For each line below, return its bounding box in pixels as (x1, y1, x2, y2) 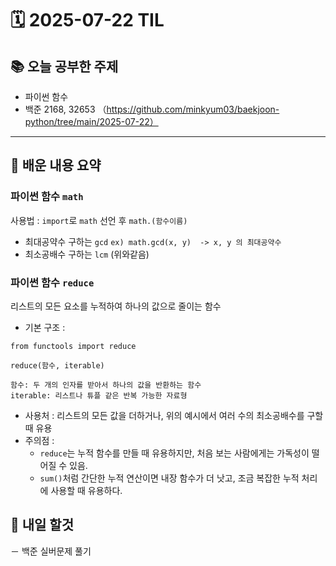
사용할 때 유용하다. (50, 484, 123, 496)
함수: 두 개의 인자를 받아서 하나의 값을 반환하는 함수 (10, 380, 202, 390)
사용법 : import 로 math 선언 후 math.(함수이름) (10, 214, 188, 226)
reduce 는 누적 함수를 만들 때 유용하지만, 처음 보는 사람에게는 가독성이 (39, 447, 310, 459)
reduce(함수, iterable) (10, 360, 105, 371)
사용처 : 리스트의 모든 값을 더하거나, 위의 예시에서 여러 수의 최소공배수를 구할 (24, 409, 324, 421)
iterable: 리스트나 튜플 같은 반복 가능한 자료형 (10, 390, 188, 401)
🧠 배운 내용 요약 (10, 157, 102, 174)
